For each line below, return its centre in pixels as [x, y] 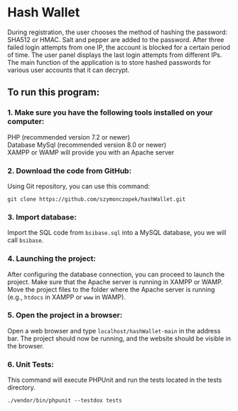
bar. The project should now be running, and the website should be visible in [119, 338]
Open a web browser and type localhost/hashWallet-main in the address [114, 331]
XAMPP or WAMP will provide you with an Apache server [91, 152]
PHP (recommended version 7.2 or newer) [69, 137]
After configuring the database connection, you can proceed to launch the [116, 274]
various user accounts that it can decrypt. [69, 70]
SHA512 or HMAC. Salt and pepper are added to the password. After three [116, 39]
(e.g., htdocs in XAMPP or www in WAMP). [66, 297]
